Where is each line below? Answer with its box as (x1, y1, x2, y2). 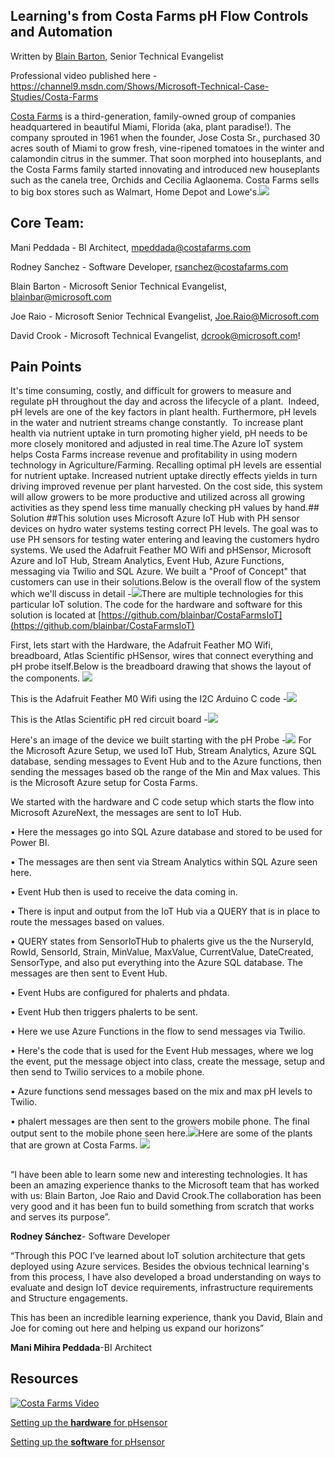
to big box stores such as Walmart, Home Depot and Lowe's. (10, 185, 260, 198)
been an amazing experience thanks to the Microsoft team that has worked (10, 1179, 320, 1191)
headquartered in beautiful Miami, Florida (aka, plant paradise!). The (10, 120, 292, 133)
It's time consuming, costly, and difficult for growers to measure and (10, 385, 292, 397)
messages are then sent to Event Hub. (10, 967, 168, 979)
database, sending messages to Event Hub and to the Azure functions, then (10, 755, 322, 768)
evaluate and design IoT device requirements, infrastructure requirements (10, 1281, 314, 1293)
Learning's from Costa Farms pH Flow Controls (10, 8, 309, 25)
